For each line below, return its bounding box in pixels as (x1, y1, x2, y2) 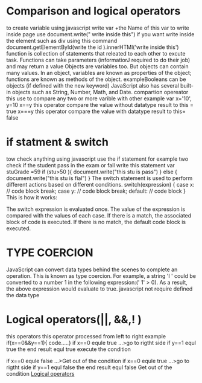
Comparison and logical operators (6, 4, 181, 18)
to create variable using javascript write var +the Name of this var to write (6, 24, 189, 31)
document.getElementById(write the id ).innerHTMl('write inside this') (6, 43, 179, 51)
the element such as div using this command (6, 37, 118, 44)
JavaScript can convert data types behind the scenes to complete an (6, 266, 178, 273)
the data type (6, 291, 40, 298)
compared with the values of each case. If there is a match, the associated (6, 211, 192, 219)
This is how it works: (6, 193, 57, 201)
